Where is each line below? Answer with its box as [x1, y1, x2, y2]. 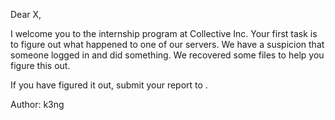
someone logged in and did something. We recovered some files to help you [10, 49, 325, 61]
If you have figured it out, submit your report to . [10, 79, 208, 91]
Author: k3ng [10, 99, 65, 110]
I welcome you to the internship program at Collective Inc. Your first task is [10, 28, 318, 39]
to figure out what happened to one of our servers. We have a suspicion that [10, 39, 325, 50]
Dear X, [10, 9, 42, 20]
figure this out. [10, 60, 71, 71]
